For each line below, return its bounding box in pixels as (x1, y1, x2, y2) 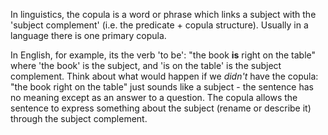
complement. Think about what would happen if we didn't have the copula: (10, 70, 319, 82)
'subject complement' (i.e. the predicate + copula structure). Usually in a (10, 19, 309, 31)
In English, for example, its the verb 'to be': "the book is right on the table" (10, 49, 317, 61)
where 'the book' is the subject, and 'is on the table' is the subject (10, 60, 282, 71)
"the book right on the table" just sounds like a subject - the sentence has (10, 81, 314, 93)
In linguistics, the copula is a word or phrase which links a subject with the (10, 9, 317, 20)
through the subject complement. (10, 113, 148, 124)
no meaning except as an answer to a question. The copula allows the (10, 92, 298, 103)
